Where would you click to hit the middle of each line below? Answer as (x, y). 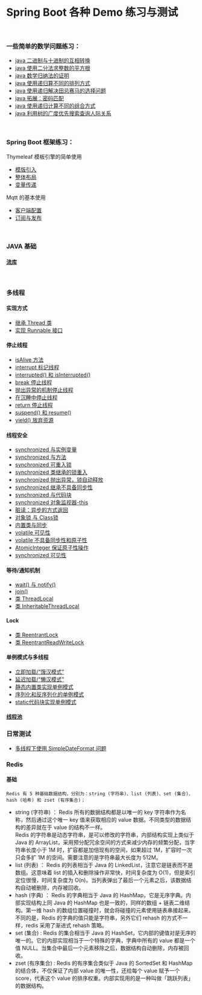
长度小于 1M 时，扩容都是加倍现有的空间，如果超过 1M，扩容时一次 (109, 849)
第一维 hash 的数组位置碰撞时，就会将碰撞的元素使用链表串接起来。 (110, 910)
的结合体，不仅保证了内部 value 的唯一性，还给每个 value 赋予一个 (97, 970)
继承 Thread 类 (33, 322)
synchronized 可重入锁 (43, 465)
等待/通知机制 (23, 570)
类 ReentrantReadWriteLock (49, 642)
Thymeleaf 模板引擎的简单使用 (44, 156)
